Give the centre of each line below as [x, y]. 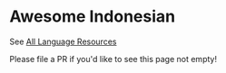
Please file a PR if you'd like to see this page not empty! [113, 59]
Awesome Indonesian [93, 17]
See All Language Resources [63, 41]
